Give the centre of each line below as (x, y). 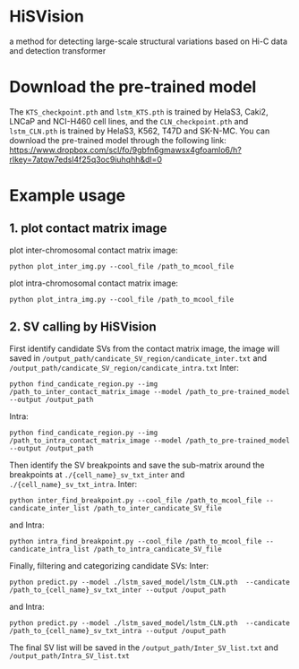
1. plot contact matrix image (88, 229)
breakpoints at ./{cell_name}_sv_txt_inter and (97, 474)
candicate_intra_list (50, 549)
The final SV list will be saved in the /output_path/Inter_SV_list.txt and (144, 648)
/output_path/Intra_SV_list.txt (69, 656)
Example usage (68, 196)
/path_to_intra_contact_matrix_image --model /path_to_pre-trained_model (150, 441)
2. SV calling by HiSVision (83, 327)
